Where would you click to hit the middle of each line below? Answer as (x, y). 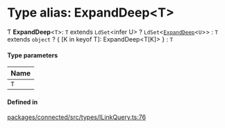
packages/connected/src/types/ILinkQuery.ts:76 (77, 117)
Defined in (23, 102)
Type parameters (33, 55)
